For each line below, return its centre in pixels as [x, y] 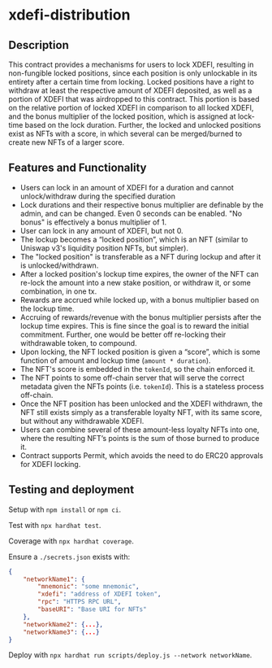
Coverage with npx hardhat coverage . [71, 541]
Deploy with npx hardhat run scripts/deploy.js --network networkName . [130, 655]
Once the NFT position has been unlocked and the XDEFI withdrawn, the [141, 404]
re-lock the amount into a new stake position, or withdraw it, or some [136, 282]
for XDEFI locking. [50, 464]
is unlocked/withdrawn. [59, 265]
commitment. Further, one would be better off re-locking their [123, 334]
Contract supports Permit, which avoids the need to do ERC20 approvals [142, 455]
